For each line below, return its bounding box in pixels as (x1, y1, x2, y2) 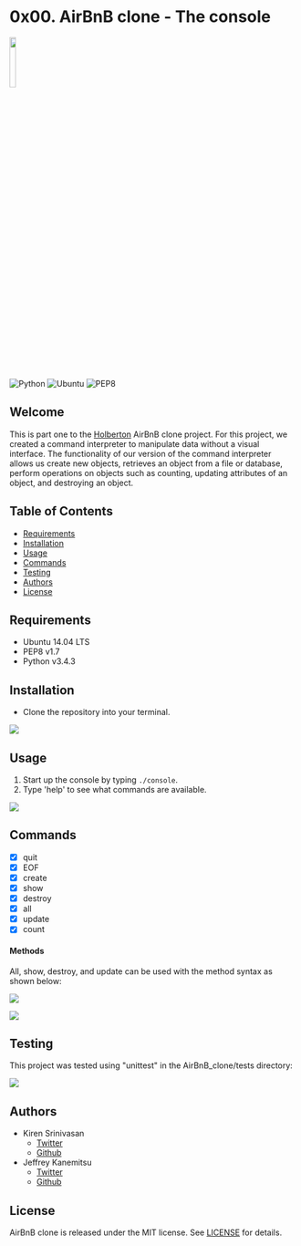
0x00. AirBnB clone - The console (9, 6, 272, 27)
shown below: (9, 975, 62, 986)
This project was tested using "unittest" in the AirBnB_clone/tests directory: (9, 1060, 294, 1071)
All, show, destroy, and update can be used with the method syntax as (9, 965, 274, 977)
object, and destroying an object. (9, 477, 134, 488)
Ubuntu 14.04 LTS (22, 637, 90, 648)
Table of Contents (9, 504, 114, 519)
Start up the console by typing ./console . (22, 774, 179, 785)
